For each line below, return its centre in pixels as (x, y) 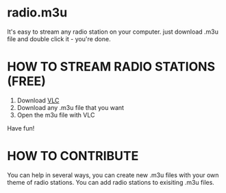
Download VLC (38, 100)
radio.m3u (37, 13)
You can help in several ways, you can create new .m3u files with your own (113, 175)
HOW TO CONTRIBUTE (73, 156)
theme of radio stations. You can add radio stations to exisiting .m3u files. (111, 182)
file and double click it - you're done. (59, 38)
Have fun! (21, 128)
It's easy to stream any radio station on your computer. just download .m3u (113, 32)
